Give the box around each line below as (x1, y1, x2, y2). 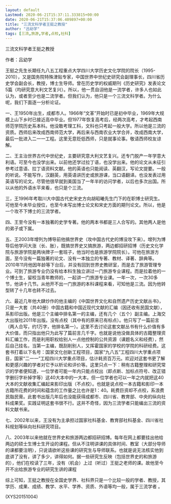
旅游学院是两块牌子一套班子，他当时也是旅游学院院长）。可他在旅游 (14, 249, 155, 255)
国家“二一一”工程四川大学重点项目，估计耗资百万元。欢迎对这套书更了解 (14, 355, 165, 361)
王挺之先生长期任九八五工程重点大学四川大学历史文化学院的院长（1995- (5, 67, 156, 73)
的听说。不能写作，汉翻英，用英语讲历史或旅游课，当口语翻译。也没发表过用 (5, 172, 166, 178)
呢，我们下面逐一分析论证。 (5, 99, 64, 105)
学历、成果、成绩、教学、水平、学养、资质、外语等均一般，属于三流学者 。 (5, 484, 163, 489)
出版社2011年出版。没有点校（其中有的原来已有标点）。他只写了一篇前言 (9, 317, 159, 323)
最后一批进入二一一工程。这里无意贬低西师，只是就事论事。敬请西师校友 (5, 136, 157, 142)
